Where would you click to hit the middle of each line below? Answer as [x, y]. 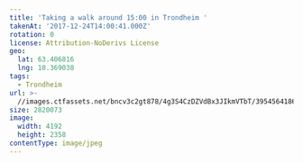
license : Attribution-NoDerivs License [84, 43]
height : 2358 [42, 135]
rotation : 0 [32, 34]
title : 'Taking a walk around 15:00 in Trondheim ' [108, 18]
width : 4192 [40, 127]
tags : [19, 76]
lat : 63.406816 [46, 59]
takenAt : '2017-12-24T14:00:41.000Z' [80, 26]
